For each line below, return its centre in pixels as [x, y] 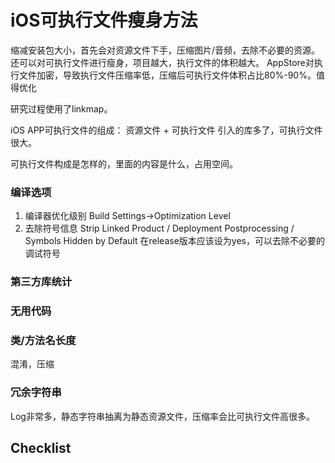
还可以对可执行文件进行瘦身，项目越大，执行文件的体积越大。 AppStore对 [162, 62]
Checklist [41, 448]
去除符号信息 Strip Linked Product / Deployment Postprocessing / [159, 228]
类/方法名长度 [43, 340]
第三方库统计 [41, 282]
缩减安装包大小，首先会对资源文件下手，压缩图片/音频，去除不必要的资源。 [165, 50]
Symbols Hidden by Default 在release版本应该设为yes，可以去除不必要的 [174, 241]
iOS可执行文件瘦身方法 [104, 20]
